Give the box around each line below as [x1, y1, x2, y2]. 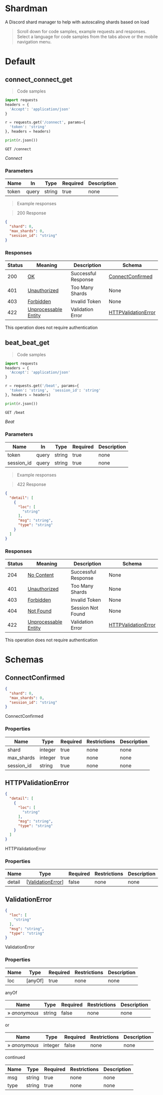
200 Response [16, 210, 47, 216]
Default [5, 56, 35, 67]
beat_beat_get [5, 339, 49, 347]
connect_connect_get [5, 75, 73, 83]
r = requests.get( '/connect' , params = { [5, 120, 86, 125]
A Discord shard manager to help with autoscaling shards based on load [5, 19, 149, 25]
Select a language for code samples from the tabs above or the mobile [16, 34, 158, 39]
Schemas [5, 654, 44, 665]
